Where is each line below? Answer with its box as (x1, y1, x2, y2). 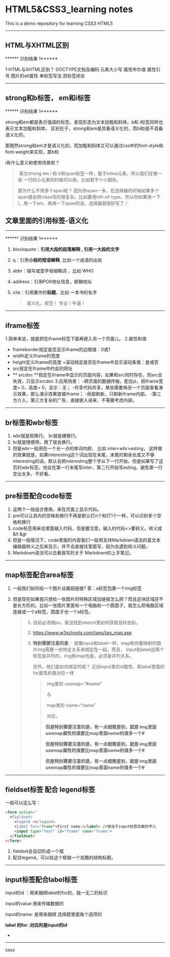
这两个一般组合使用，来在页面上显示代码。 (12, 506, 102, 512)
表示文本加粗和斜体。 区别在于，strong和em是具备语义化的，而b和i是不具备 (5, 125, 163, 131)
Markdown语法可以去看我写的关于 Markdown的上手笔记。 (12, 550, 134, 556)
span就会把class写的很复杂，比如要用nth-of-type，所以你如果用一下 (17, 194, 161, 200)
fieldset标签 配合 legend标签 (5, 785, 95, 794)
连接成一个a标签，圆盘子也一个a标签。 (12, 608, 94, 614)
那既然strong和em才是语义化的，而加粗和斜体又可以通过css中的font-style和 (5, 142, 163, 148)
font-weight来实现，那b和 (5, 149, 59, 155)
